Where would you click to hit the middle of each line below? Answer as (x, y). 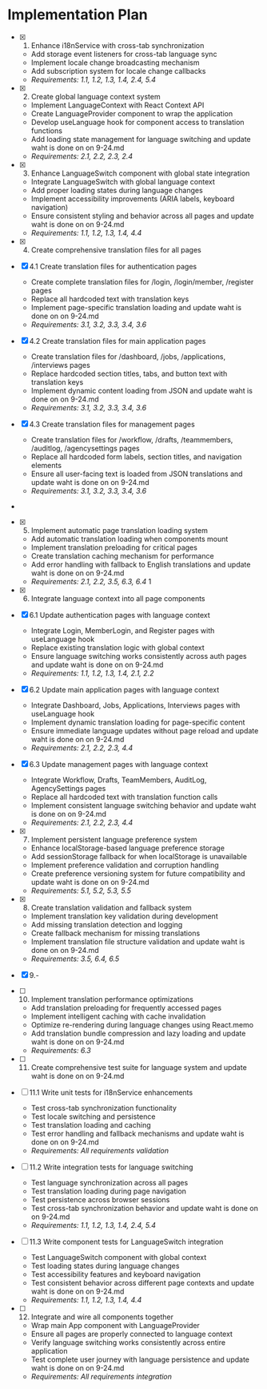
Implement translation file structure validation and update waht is (138, 941)
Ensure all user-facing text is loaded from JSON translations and (137, 474)
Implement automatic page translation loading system (120, 530)
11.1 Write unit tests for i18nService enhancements (111, 1092)
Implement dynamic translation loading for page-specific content (138, 722)
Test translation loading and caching (91, 1125)
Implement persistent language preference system (114, 839)
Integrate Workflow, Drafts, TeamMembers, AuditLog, (119, 780)
